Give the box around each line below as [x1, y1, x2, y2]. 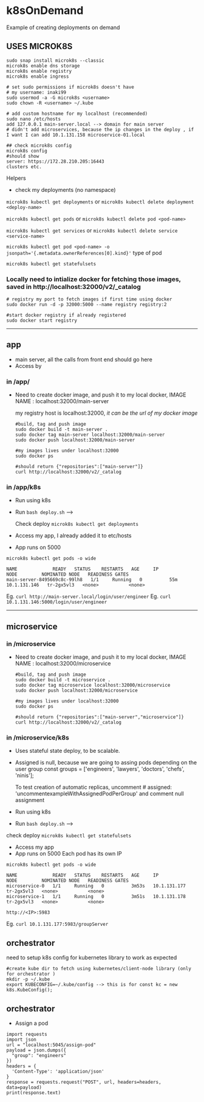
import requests [6, 1032, 47, 1038]
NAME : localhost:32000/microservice [15, 660, 111, 667]
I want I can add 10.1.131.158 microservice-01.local [6, 132, 146, 138]
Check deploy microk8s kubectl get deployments [15, 520, 138, 528]
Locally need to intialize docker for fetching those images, [6, 274, 181, 283]
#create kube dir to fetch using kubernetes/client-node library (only [6, 966, 191, 972]
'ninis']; [15, 772, 35, 779]
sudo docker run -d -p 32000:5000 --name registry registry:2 [6, 302, 167, 308]
